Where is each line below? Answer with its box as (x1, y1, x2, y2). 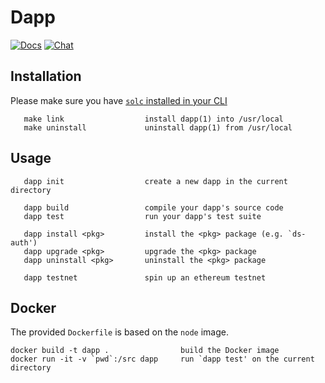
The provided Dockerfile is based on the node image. (10, 326, 229, 338)
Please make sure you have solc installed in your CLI (10, 94, 228, 106)
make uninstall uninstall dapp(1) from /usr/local (23, 122, 293, 133)
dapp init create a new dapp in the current (23, 176, 288, 186)
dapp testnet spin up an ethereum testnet (23, 272, 267, 283)
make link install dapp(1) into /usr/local (23, 114, 284, 124)
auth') (10, 237, 38, 248)
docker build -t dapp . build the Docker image (10, 346, 280, 356)
